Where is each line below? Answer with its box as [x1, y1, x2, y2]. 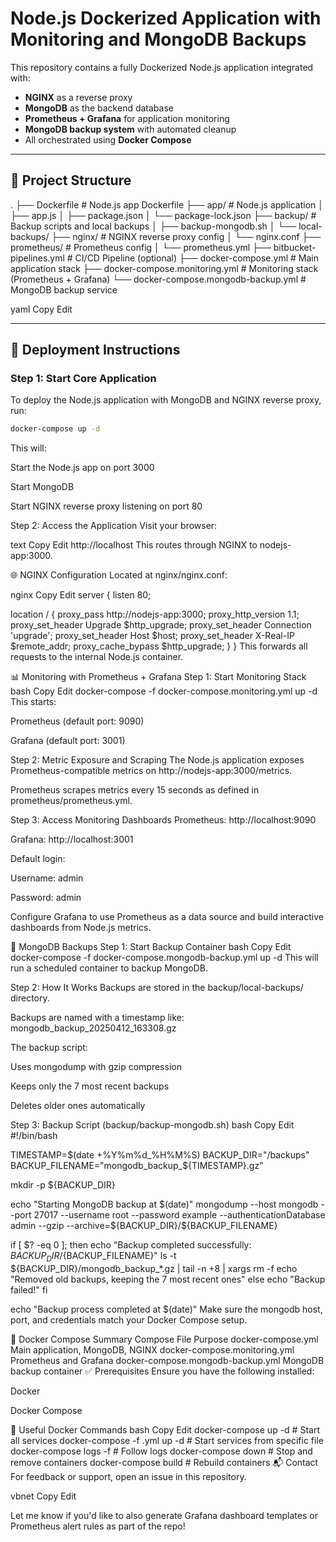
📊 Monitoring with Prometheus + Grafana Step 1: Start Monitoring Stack [10, 671, 307, 683]
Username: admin [10, 872, 84, 884]
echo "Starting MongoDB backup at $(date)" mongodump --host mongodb [10, 1198, 319, 1211]
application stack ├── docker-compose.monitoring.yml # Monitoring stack [10, 262, 319, 274]
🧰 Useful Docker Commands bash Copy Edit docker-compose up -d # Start [10, 1424, 320, 1436]
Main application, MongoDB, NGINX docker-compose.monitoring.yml [10, 1344, 295, 1356]
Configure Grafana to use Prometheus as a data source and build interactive [10, 911, 324, 923]
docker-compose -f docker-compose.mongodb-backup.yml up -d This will [10, 952, 319, 964]
